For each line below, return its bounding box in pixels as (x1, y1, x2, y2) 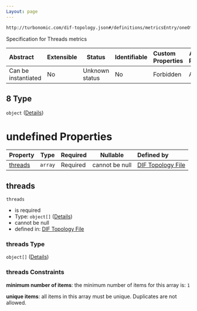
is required (14, 207, 41, 214)
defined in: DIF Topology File (14, 225, 84, 232)
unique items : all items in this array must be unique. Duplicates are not (6, 293, 177, 300)
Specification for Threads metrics (6, 35, 87, 42)
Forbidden (153, 70, 182, 78)
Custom (153, 49, 176, 58)
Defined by (137, 151, 169, 159)
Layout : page (6, 8, 38, 15)
